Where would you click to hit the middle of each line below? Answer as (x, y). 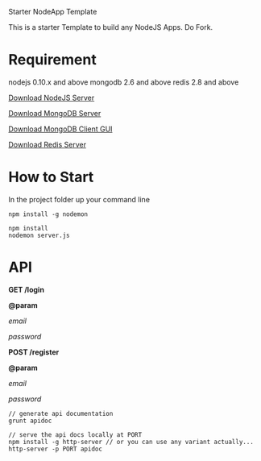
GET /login (26, 289)
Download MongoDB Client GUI (60, 129)
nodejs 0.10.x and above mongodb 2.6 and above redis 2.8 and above (124, 82)
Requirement (52, 60)
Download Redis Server (48, 144)
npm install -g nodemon (48, 214)
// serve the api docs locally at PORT (75, 434)
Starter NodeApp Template (53, 12)
